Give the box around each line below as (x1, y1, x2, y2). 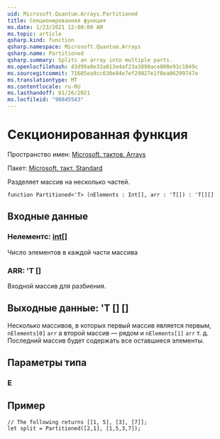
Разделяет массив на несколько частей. (7, 177, 130, 186)
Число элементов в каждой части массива (7, 248, 138, 256)
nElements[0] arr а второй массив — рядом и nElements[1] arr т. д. (7, 328, 209, 337)
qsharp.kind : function (7, 37, 75, 44)
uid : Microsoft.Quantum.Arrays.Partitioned (7, 10, 138, 18)
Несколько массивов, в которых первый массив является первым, (7, 321, 211, 330)
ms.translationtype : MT (7, 76, 78, 84)
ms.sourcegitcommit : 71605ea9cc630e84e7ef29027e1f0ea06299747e (7, 70, 199, 77)
